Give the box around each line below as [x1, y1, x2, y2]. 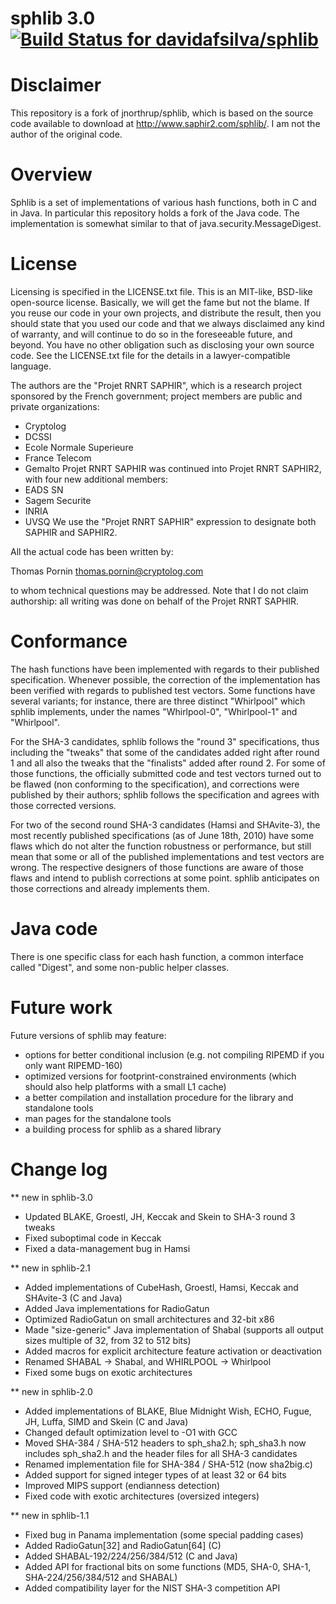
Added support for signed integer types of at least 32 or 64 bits [24, 1468, 287, 1481]
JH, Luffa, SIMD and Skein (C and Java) [24, 1415, 189, 1427]
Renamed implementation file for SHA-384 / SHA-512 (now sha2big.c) [24, 1458, 313, 1470]
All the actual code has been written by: [10, 546, 174, 557]
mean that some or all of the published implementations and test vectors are [10, 850, 325, 862]
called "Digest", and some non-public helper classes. [10, 961, 230, 973]
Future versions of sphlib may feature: [10, 1029, 167, 1041]
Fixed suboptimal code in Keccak [24, 1232, 162, 1244]
